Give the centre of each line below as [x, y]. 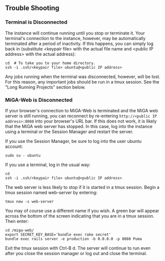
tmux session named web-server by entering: [51, 192]
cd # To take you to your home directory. [50, 63]
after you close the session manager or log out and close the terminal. [76, 253]
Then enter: [17, 221]
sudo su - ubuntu [23, 155]
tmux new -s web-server [30, 201]
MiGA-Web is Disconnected [39, 100]
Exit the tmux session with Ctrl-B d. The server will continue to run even [78, 248]
